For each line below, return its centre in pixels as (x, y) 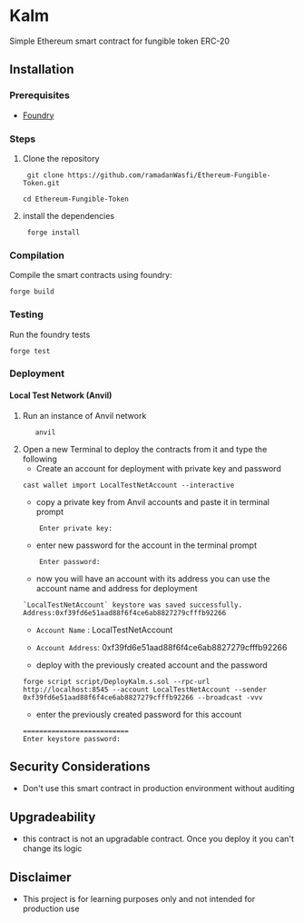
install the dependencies (69, 215)
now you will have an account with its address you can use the (153, 579)
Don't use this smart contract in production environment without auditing (158, 789)
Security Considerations (80, 767)
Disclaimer (40, 877)
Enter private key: (76, 528)
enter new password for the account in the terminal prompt (146, 545)
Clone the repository (61, 158)
